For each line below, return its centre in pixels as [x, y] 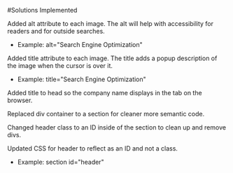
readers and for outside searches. [56, 31]
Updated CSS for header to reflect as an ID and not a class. [93, 148]
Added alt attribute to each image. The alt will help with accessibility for [111, 23]
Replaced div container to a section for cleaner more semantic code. [106, 114]
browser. [20, 100]
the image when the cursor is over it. [60, 65]
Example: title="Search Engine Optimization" [82, 79]
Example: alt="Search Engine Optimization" [80, 44]
